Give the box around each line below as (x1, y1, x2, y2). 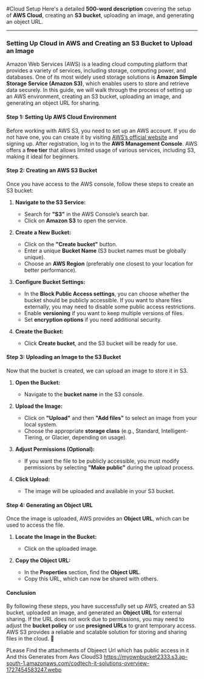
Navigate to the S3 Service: (15, 198, 86, 206)
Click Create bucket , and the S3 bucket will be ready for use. (24, 339, 178, 347)
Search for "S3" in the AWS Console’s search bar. (24, 210, 149, 218)
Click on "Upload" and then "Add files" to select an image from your (24, 414, 197, 421)
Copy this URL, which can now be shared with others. (24, 575, 159, 583)
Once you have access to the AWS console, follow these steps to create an (6, 180, 194, 188)
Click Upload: (15, 475, 50, 483)
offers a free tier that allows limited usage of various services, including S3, (6, 146, 195, 154)
